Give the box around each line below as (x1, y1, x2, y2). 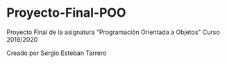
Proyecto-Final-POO (6, 5, 126, 21)
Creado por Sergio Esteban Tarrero (6, 49, 107, 57)
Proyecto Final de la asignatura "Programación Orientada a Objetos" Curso (6, 28, 220, 36)
